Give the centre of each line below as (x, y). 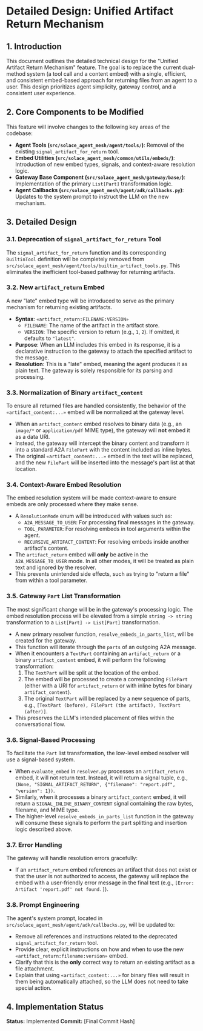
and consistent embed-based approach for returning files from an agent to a (102, 80)
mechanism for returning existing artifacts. (59, 307)
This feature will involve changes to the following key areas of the (88, 127)
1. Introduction (34, 46)
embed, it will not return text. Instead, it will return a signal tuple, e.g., (101, 778)
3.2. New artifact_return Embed (55, 287)
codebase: (20, 133)
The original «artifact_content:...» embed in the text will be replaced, (104, 456)
